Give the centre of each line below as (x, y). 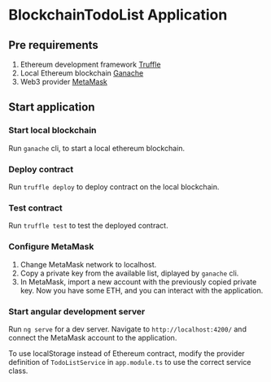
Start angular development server (77, 311)
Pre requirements (54, 45)
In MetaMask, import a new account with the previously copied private (138, 281)
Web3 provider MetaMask (64, 82)
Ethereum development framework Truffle (90, 64)
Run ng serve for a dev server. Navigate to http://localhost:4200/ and (127, 329)
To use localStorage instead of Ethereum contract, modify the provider (127, 353)
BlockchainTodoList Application (118, 15)
